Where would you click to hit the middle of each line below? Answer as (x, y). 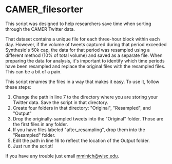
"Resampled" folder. (34, 135)
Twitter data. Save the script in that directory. (61, 102)
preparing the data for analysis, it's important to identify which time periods (85, 60)
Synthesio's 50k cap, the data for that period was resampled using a (78, 50)
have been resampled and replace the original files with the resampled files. (85, 66)
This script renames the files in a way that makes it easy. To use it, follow (82, 81)
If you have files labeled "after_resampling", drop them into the (79, 130)
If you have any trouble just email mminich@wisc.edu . (62, 156)
